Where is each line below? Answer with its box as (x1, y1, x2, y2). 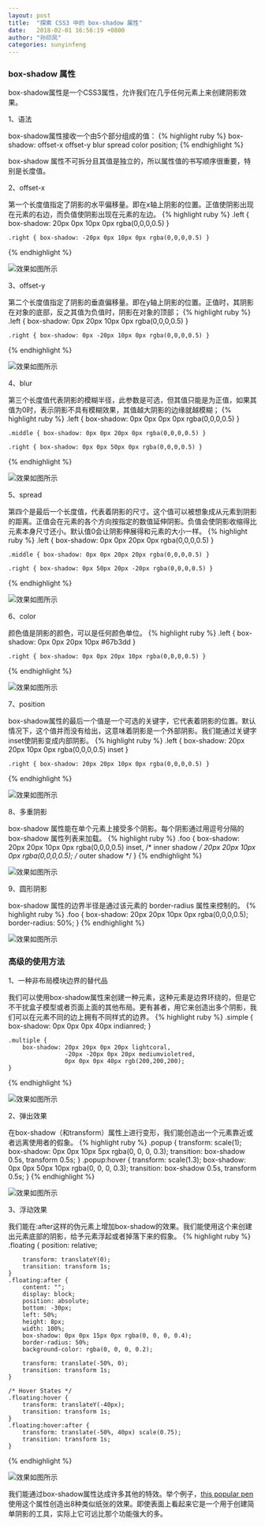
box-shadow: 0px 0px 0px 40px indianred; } (8, 1020, 151, 1031)
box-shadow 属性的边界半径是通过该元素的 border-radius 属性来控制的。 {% (8, 901, 256, 911)
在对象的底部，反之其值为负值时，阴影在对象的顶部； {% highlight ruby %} (8, 307, 251, 317)
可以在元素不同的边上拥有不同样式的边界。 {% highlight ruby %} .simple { (14, 1012, 254, 1021)
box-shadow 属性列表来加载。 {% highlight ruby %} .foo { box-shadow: (8, 834, 241, 844)
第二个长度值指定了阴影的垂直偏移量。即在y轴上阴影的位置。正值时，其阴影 (8, 298, 254, 307)
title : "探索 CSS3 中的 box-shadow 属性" (8, 19, 143, 27)
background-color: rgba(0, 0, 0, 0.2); (22, 1345, 154, 1353)
